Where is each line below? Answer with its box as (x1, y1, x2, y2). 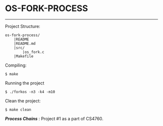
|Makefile (14, 54, 34, 58)
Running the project (5, 80, 45, 86)
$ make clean (5, 107, 32, 112)
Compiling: (5, 62, 27, 68)
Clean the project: (5, 98, 41, 104)
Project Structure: (5, 23, 40, 29)
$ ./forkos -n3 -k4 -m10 (5, 89, 55, 94)
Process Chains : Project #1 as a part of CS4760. (5, 115, 103, 121)
